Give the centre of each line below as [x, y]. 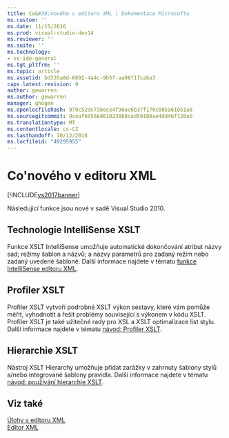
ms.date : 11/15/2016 [37, 26]
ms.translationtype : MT [41, 122]
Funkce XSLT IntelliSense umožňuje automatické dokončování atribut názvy [114, 246]
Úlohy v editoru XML [36, 420]
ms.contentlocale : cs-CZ [43, 129]
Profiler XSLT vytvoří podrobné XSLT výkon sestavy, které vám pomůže [109, 307]
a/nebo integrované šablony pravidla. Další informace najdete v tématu [108, 375]
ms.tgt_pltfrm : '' [33, 65]
